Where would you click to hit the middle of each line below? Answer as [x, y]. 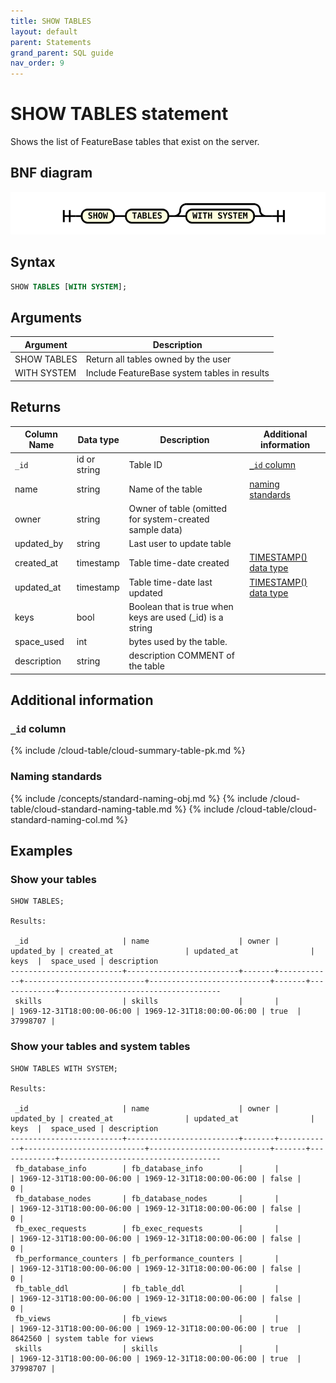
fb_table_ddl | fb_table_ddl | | [147, 1288]
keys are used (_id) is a [176, 617]
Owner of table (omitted [178, 508]
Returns [36, 407]
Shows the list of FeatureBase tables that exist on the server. [135, 142]
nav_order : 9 [37, 63]
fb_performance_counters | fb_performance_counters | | [147, 1258]
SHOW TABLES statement [119, 114]
